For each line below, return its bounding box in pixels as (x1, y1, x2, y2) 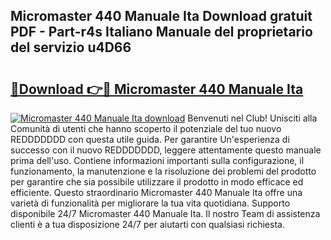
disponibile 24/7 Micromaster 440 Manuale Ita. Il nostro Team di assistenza (10, 208, 321, 219)
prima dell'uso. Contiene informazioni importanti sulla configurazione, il (10, 155, 305, 166)
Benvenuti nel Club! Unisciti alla (187, 112, 318, 124)
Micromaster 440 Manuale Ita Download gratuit (10, 8, 313, 25)
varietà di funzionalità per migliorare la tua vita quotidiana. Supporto (10, 197, 291, 209)
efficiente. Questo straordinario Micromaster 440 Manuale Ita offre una (10, 187, 303, 198)
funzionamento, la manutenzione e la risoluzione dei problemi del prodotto (10, 165, 317, 177)
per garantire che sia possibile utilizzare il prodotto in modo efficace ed (10, 176, 304, 188)
